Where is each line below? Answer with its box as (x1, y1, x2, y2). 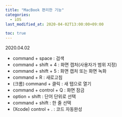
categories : (5, 12, 31, 17)
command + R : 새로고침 (12, 74, 63, 80)
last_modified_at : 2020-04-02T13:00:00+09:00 (5, 21, 104, 27)
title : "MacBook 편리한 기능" (5, 7, 64, 13)
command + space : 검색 (12, 55, 65, 62)
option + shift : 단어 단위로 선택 (12, 94, 76, 100)
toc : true (5, 31, 27, 36)
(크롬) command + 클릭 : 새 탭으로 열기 (12, 81, 92, 87)
